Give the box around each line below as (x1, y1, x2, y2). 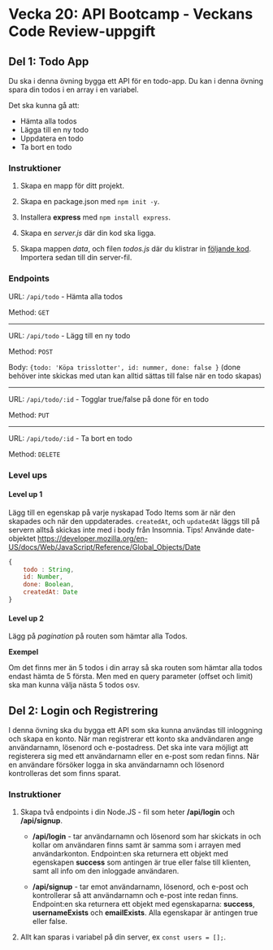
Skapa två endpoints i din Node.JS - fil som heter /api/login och (19, 807, 236, 817)
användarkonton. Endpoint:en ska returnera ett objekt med (32, 849, 229, 859)
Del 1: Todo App (8, 54, 89, 68)
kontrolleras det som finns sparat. (8, 768, 121, 778)
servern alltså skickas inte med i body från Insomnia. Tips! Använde (8, 525, 236, 534)
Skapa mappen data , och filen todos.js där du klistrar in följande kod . (19, 244, 252, 254)
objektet (8, 534, 37, 543)
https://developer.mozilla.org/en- (37, 534, 149, 543)
